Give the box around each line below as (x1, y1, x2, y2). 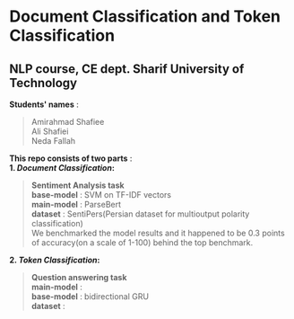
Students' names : (9, 99, 79, 110)
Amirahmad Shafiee (30, 117, 105, 127)
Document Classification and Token (9, 6, 281, 27)
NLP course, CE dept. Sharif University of (9, 61, 245, 76)
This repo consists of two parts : (9, 153, 133, 164)
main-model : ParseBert (30, 199, 122, 209)
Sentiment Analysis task (30, 180, 125, 191)
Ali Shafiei (30, 126, 69, 137)
